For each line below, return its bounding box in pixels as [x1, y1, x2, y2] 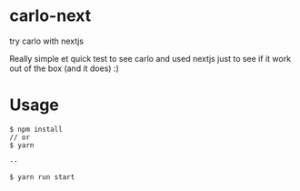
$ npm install [9, 125, 64, 134]
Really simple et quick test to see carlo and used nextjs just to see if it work [9, 53, 292, 64]
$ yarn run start [9, 172, 75, 182]
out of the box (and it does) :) [9, 63, 120, 74]
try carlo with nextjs [9, 35, 85, 46]
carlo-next [9, 5, 92, 26]
